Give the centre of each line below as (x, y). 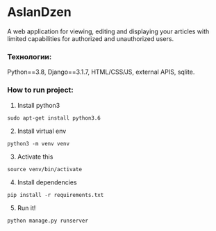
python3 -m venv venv (39, 143)
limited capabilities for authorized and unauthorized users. (91, 38)
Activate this (35, 157)
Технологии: (30, 56)
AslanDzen (39, 12)
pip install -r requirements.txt (56, 195)
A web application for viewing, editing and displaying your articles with (108, 31)
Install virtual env (42, 131)
